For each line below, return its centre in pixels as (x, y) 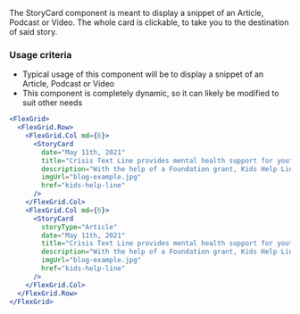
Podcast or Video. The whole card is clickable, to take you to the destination (149, 22)
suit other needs (52, 103)
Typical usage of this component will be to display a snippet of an (143, 74)
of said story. (33, 32)
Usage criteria (41, 54)
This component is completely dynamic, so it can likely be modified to (150, 94)
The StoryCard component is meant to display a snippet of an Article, (137, 13)
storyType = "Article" (79, 227)
